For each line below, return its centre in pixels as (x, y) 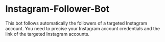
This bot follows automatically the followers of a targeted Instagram (76, 23)
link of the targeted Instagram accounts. (48, 34)
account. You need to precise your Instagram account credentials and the (82, 28)
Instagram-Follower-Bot (57, 9)
